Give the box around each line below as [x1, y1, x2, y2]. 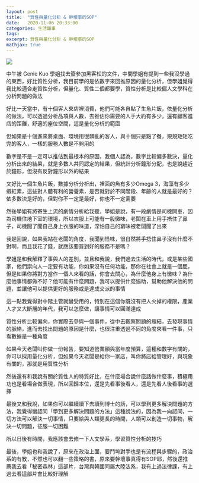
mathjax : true [6, 42, 41, 48]
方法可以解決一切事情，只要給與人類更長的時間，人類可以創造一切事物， [11, 415, 188, 422]
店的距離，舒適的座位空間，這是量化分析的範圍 [6, 120, 120, 127]
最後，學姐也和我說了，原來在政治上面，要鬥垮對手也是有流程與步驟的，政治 [6, 447, 193, 455]
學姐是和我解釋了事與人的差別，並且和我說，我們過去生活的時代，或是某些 [6, 255, 188, 262]
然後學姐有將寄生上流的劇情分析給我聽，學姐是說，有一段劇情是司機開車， [6, 208, 188, 215]
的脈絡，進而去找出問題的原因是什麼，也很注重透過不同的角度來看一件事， [6, 325, 188, 332]
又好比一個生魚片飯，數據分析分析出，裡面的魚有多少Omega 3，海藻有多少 [6, 180, 190, 187]
